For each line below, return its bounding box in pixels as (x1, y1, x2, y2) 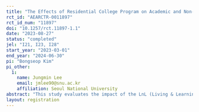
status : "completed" (6, 36, 57, 42)
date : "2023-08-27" (6, 31, 54, 37)
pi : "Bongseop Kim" (6, 58, 54, 64)
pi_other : (6, 63, 31, 70)
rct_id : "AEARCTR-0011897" (6, 14, 73, 20)
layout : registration (6, 97, 60, 103)
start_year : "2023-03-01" (6, 47, 70, 53)
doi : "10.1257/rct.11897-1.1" (6, 25, 81, 31)
